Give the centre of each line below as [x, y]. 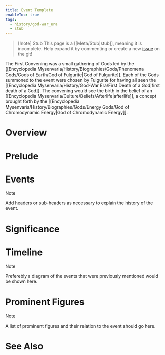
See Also [24, 346]
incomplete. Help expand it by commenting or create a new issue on [89, 49]
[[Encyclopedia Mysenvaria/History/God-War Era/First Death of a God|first [83, 85]
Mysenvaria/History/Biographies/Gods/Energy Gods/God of [67, 107]
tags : [11, 19]
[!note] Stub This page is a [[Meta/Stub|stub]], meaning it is [80, 43]
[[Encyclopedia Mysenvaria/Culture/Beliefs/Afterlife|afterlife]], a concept [81, 96]
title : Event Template [29, 10]
